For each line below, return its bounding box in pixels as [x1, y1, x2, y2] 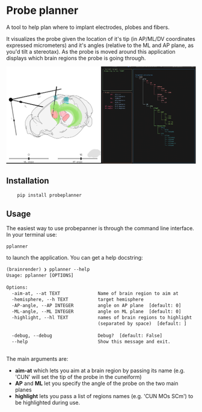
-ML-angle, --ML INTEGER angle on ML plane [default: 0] [11, 308, 182, 314]
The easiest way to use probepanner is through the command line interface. [6, 224, 194, 232]
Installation [6, 175, 49, 186]
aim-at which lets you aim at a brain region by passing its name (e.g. [14, 367, 185, 374]
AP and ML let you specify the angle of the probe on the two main [14, 379, 179, 387]
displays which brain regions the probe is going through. [6, 54, 146, 61]
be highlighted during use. [14, 399, 81, 406]
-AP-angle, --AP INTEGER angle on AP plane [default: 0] [11, 302, 182, 308]
